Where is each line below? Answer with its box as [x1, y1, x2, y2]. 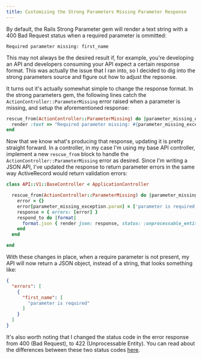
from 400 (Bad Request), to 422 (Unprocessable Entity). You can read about [6, 340, 195, 347]
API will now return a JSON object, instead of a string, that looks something [6, 260, 193, 267]
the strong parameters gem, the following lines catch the [6, 91, 147, 98]
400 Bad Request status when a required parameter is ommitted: [6, 31, 167, 39]
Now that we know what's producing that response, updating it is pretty [6, 138, 184, 145]
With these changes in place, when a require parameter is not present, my [6, 254, 189, 260]
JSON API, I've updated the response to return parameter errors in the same [6, 163, 195, 170]
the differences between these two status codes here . [6, 346, 140, 353]
